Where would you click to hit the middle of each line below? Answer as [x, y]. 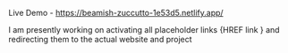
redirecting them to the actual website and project [101, 39]
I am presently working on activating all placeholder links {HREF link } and [144, 30]
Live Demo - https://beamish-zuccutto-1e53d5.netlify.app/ [116, 13]
